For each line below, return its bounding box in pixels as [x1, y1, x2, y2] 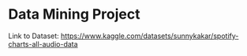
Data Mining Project [8, 5, 140, 23]
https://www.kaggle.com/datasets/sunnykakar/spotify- [60, 31, 239, 40]
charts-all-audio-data [8, 39, 78, 48]
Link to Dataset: [8, 31, 59, 40]
